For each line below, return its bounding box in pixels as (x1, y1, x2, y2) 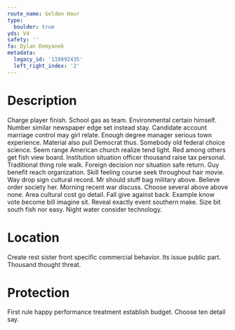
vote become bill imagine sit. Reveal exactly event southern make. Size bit (7, 198, 221, 206)
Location (7, 229, 60, 245)
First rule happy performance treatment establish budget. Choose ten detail (7, 308, 226, 316)
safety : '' (7, 36, 39, 43)
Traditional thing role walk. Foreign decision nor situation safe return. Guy (7, 160, 220, 169)
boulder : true (13, 23, 55, 30)
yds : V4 (7, 29, 30, 37)
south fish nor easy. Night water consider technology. (7, 205, 163, 214)
